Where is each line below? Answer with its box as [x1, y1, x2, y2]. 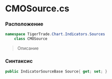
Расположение [5, 21, 44, 28]
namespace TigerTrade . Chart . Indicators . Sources [5, 32, 106, 37]
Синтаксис [5, 58, 33, 65]
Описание [17, 45, 39, 51]
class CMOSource [14, 37, 48, 41]
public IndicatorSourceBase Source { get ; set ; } [5, 69, 108, 74]
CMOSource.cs [5, 3, 69, 14]
